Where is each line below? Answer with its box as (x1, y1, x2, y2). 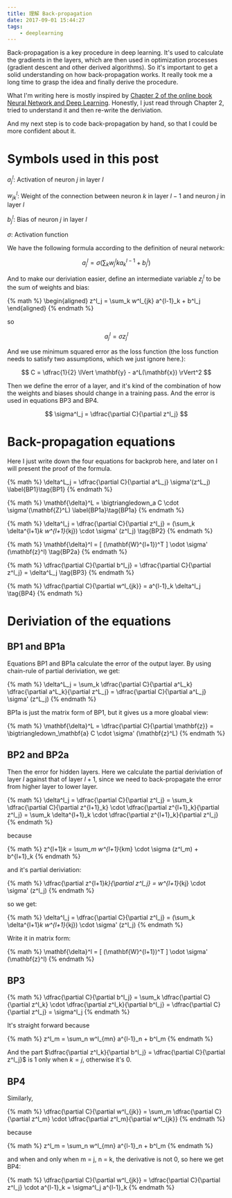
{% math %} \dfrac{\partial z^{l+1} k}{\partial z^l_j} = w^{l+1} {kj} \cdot (7, 878, 206, 887)
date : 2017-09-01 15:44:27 (7, 17, 85, 24)
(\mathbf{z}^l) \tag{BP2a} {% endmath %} (7, 547, 128, 555)
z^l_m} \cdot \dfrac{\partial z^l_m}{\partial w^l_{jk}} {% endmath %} (31, 1115, 226, 1123)
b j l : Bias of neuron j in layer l (7, 214, 88, 225)
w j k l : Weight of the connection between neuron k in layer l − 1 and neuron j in (7, 190, 226, 202)
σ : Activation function (7, 230, 69, 238)
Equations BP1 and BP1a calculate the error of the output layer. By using (7, 659, 211, 668)
